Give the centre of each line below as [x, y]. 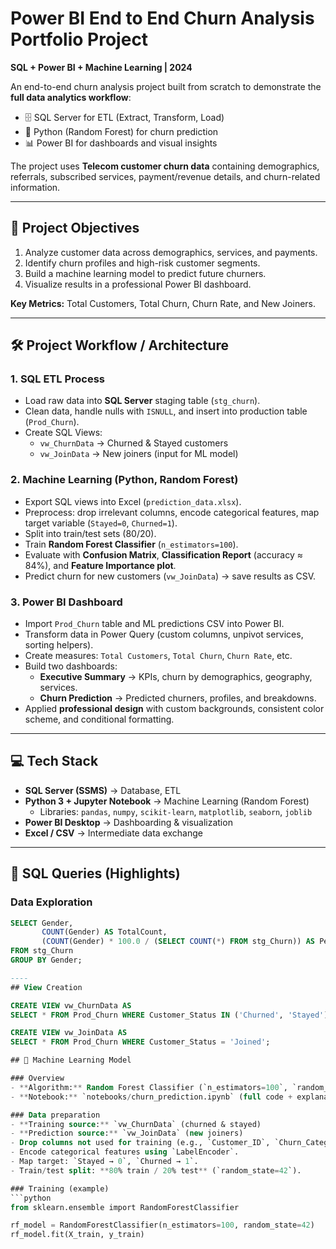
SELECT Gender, [42, 923]
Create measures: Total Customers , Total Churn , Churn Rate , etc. [158, 656]
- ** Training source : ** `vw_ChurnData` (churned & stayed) [136, 1124]
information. [35, 187]
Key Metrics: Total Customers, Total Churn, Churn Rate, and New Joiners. [163, 303]
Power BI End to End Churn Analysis [162, 18]
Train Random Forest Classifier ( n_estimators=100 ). [131, 544]
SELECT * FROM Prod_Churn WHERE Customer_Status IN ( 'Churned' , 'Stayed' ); [171, 1015]
